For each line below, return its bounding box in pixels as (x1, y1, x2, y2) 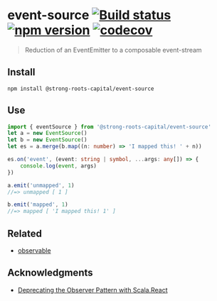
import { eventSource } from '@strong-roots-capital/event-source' (7, 123, 212, 131)
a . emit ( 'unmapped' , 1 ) (7, 182, 75, 189)
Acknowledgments (7, 267, 94, 279)
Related (7, 227, 43, 239)
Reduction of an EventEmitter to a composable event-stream (24, 45, 202, 54)
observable (17, 246, 51, 255)
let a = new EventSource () (7, 130, 88, 137)
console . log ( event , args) (20, 162, 97, 170)
